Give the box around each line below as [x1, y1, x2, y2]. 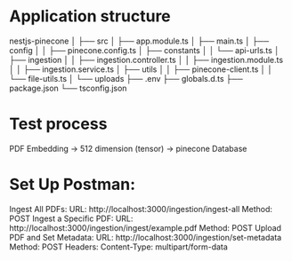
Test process [9, 114, 108, 134]
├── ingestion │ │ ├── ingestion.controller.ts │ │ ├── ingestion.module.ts [9, 54, 283, 65]
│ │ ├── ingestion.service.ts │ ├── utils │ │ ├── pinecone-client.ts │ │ [9, 64, 273, 75]
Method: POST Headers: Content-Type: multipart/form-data [9, 241, 229, 252]
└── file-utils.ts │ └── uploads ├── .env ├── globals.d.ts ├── [9, 73, 243, 83]
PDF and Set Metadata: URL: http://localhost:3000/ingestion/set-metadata [9, 232, 282, 242]
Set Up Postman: [9, 175, 136, 194]
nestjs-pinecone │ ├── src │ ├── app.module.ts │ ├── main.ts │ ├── [9, 36, 270, 46]
